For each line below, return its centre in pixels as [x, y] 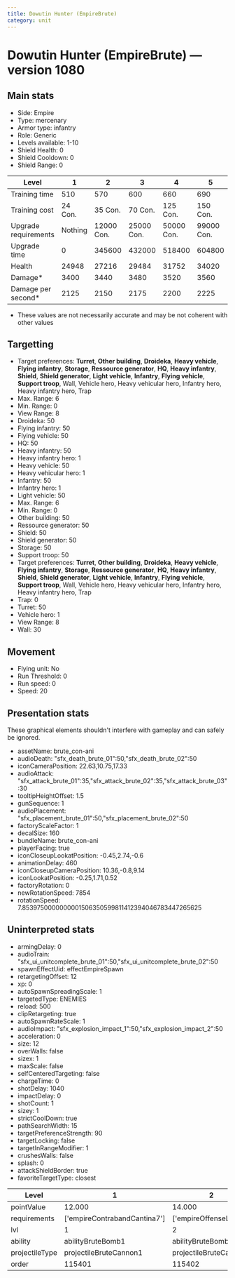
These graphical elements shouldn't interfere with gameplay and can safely [116, 730]
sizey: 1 [28, 1110]
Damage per [31, 288]
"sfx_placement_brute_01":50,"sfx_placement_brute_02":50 [103, 818]
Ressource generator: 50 [53, 525]
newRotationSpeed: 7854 [54, 893]
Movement [31, 652]
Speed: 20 [32, 691]
